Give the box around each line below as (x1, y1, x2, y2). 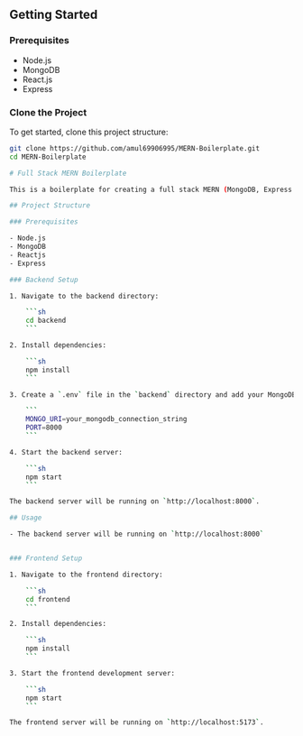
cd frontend (25, 594, 70, 603)
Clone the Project (9, 106, 87, 118)
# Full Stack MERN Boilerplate (9, 169, 127, 178)
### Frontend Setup (9, 554, 83, 563)
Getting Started (9, 7, 98, 23)
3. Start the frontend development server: (9, 668, 176, 677)
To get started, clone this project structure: (9, 126, 169, 137)
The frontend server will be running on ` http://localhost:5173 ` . (9, 718, 264, 727)
